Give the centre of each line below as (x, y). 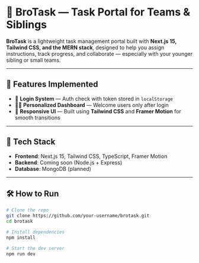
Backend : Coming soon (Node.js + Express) (68, 162)
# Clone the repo (28, 210)
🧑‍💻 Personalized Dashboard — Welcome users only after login (92, 105)
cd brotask (20, 221)
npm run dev (21, 254)
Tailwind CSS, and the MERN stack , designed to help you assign (85, 47)
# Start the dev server (36, 248)
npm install (21, 237)
